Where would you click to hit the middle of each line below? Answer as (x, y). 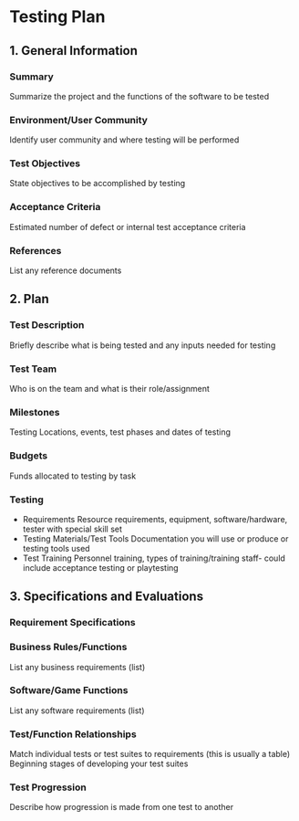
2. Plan (30, 299)
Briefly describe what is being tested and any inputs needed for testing (143, 345)
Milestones (35, 412)
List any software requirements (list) (77, 710)
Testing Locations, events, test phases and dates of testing (120, 432)
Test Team (33, 369)
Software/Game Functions (69, 690)
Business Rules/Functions (68, 647)
